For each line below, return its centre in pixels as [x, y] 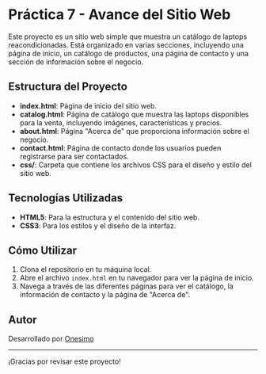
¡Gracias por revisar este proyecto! [65, 361]
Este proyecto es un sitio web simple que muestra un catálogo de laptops [128, 36]
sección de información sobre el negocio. [76, 62]
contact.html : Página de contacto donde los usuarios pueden [120, 147]
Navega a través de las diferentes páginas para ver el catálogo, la [126, 286]
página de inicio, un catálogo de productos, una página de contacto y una [129, 53]
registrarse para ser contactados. [74, 156]
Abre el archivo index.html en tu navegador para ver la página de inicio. [137, 278]
